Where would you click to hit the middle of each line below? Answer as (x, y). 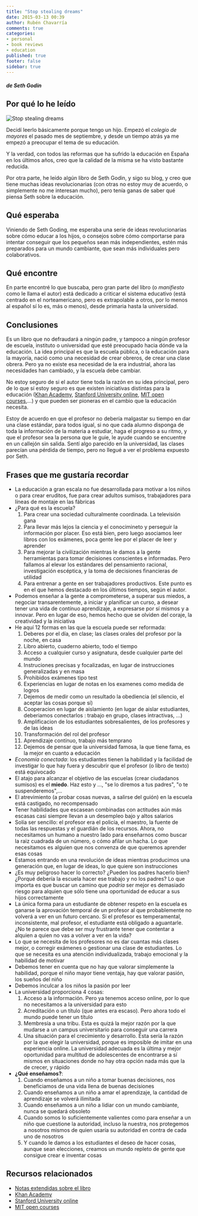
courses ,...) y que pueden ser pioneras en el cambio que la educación (91, 401)
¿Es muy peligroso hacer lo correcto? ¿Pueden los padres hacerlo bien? (102, 872)
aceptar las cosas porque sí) (58, 703)
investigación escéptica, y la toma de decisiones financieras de (101, 571)
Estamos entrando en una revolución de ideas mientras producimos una (102, 860)
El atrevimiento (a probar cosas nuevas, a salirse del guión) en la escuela (103, 797)
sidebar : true (24, 67)
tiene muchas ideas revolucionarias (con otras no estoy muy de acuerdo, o (97, 184)
